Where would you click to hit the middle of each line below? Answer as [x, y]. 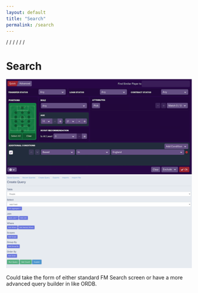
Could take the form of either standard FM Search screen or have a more [95, 277]
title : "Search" [26, 19]
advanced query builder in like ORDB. [52, 284]
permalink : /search [30, 25]
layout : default [26, 12]
